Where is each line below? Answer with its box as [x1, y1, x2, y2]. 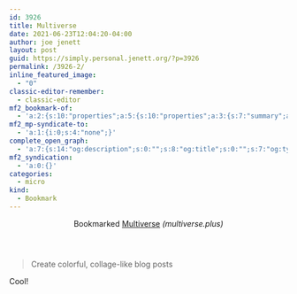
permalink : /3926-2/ [9, 63, 86, 72]
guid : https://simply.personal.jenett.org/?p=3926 [9, 54, 200, 63]
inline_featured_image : [9, 71, 97, 80]
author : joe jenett [9, 37, 81, 47]
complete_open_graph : [9, 136, 89, 145]
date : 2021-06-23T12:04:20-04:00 [9, 29, 133, 38]
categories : [9, 169, 53, 178]
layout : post [9, 46, 57, 55]
